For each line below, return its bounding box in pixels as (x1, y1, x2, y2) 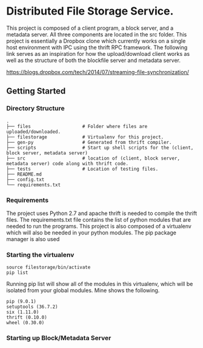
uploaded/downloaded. (6, 129, 61, 135)
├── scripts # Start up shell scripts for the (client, (6, 145, 194, 151)
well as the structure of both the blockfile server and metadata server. (6, 56, 181, 64)
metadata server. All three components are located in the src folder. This (6, 30, 187, 38)
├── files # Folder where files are (6, 123, 148, 129)
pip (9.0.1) (6, 299, 36, 305)
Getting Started (6, 86, 66, 97)
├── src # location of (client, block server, (6, 155, 181, 162)
